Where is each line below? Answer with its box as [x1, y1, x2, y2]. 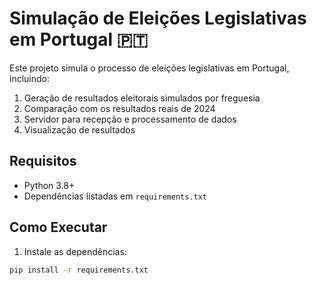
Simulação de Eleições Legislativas [9, 7, 307, 30]
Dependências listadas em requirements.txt [23, 190, 208, 202]
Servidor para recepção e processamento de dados [23, 113, 237, 125]
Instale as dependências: [23, 245, 127, 257]
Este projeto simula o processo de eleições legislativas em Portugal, [9, 62, 290, 74]
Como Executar [9, 219, 108, 236]
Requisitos [9, 153, 77, 170]
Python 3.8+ [23, 179, 76, 191]
